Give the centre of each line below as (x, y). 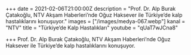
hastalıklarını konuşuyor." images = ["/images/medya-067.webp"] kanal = (95, 21)
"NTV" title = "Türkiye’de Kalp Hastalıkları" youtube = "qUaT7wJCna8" (92, 27)
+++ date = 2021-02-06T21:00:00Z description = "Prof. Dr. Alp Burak (91, 9)
